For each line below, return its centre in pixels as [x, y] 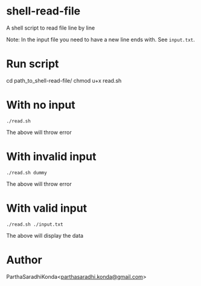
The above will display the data [45, 235]
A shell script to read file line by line [51, 28]
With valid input [47, 208]
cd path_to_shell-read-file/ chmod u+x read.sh [64, 80]
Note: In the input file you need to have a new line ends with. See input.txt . [101, 39]
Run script [33, 64]
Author [24, 260]
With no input [41, 105]
